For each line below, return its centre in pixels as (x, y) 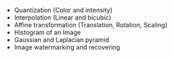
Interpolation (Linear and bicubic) (63, 17)
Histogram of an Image (47, 32)
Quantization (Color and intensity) (63, 10)
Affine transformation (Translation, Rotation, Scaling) (91, 25)
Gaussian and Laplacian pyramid (62, 40)
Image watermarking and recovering (67, 47)
